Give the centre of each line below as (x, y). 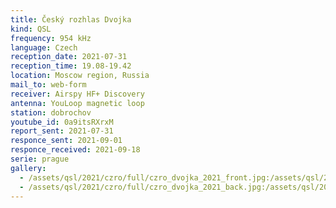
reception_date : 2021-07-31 (69, 57)
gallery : (28, 168)
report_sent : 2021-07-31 (62, 131)
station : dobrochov (51, 112)
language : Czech (44, 47)
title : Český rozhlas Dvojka (71, 19)
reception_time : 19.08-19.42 (71, 66)
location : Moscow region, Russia (80, 76)
